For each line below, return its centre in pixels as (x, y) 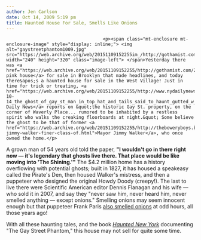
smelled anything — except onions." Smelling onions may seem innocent (96, 200)
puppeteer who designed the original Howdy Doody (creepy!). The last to (96, 181)
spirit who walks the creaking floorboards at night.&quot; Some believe (100, 118)
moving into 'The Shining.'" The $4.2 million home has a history (86, 162)
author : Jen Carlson (32, 12)
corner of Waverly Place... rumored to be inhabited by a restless (92, 112)
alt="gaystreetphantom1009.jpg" (46, 50)
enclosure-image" (28, 44)
